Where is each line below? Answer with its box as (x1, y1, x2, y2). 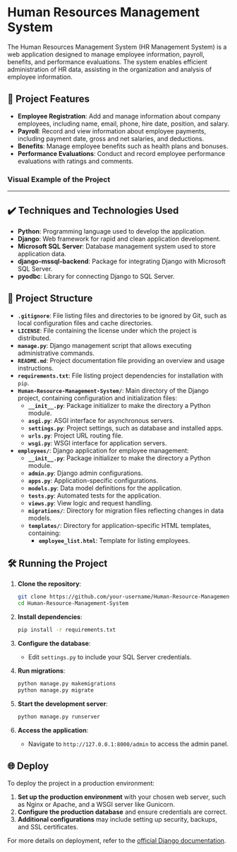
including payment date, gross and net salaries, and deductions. (17, 134, 205, 143)
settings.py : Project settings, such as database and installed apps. (28, 424, 224, 432)
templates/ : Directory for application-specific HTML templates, (28, 521, 212, 529)
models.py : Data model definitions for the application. (28, 484, 182, 492)
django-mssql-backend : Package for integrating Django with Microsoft (17, 257, 226, 265)
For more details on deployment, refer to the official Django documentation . (7, 836, 226, 844)
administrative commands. (17, 349, 95, 357)
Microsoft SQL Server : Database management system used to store (17, 241, 217, 251)
